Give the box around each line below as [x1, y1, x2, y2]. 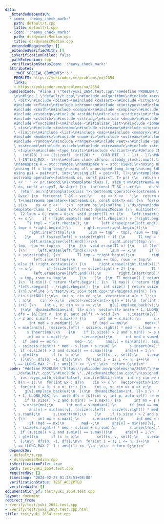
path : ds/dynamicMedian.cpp [14, 35, 71, 40]
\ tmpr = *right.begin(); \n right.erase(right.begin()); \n [14, 225, 147, 230]
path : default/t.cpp [14, 21, 56, 26]
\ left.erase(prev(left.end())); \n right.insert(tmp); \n [14, 239, 154, 244]
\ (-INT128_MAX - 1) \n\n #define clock [14, 157, 93, 162]
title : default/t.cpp [14, 25, 58, 30]
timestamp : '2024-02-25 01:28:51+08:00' [9, 475, 93, 480]
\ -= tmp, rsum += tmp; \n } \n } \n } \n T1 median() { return [14, 275, 161, 280]
